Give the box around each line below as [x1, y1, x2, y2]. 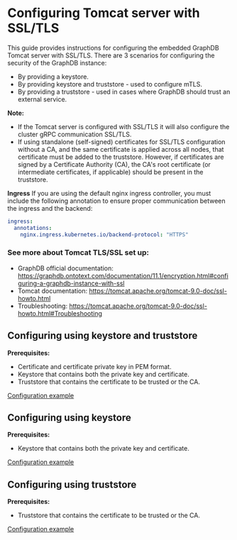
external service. [17, 94, 67, 104]
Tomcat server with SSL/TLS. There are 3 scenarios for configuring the [7, 51, 215, 60]
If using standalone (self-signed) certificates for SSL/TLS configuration [17, 137, 226, 146]
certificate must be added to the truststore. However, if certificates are [17, 153, 224, 161]
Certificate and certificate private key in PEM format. [17, 362, 172, 370]
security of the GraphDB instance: [7, 58, 107, 67]
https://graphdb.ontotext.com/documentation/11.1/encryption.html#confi [17, 271, 228, 280]
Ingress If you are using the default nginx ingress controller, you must [7, 189, 211, 197]
